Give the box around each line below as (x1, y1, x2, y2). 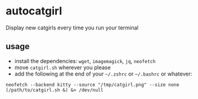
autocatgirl (5, 4, 62, 18)
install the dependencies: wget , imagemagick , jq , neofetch (14, 57, 156, 64)
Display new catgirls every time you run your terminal (5, 24, 139, 31)
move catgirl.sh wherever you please (14, 64, 111, 71)
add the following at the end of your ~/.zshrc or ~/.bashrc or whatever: (14, 70, 193, 77)
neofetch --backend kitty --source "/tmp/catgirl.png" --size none (5, 82, 180, 88)
